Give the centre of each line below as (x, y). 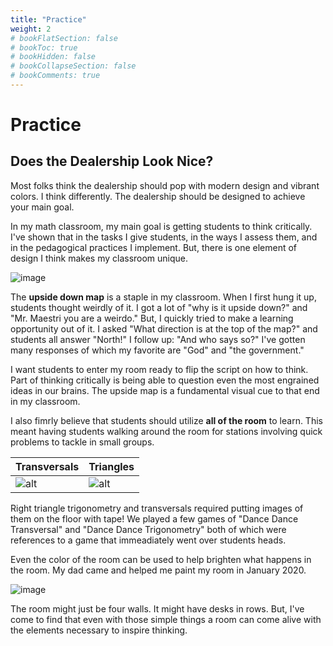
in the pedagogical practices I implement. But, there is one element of (154, 247)
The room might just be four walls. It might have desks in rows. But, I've (157, 608)
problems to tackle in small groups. (82, 442)
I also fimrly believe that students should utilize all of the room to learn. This (166, 420)
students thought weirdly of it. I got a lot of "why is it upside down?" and (159, 307)
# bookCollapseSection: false (73, 66)
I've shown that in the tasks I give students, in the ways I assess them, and (164, 237)
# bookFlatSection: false (64, 38)
